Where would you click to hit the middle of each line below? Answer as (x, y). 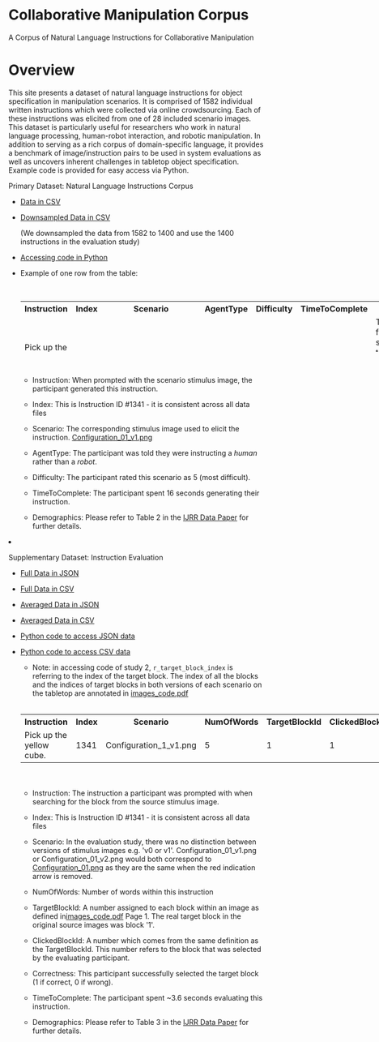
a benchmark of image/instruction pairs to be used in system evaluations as (135, 152)
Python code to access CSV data (75, 651)
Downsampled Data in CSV (65, 217)
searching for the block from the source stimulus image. (126, 801)
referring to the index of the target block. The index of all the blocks (145, 675)
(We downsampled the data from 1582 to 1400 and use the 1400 (127, 233)
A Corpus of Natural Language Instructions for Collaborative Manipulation (131, 37)
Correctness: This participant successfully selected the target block (145, 973)
